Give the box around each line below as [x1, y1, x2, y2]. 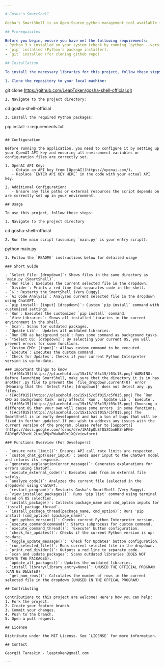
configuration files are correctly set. [5, 154, 89, 160]
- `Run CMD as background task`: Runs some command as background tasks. [5, 333, 160, 337]
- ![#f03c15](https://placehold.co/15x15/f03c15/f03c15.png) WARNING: [5, 371, 153, 376]
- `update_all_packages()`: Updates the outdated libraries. [5, 560, 133, 565]
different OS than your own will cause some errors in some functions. [5, 406, 157, 411]
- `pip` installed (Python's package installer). [5, 47, 109, 52]
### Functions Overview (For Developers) [5, 440, 91, 445]
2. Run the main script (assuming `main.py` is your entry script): [5, 237, 148, 242]
